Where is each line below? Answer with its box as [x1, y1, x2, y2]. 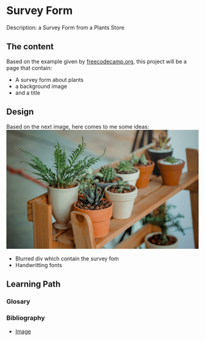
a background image [15, 82, 67, 90]
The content [6, 41, 54, 52]
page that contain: [6, 64, 52, 71]
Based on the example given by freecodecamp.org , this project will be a [6, 57, 187, 65]
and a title [15, 89, 41, 96]
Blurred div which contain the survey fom [15, 255, 119, 262]
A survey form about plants [15, 76, 84, 83]
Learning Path [6, 279, 61, 290]
